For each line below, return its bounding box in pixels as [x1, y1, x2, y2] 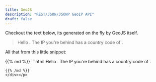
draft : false [5, 16, 32, 21]
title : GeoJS [5, 7, 32, 12]
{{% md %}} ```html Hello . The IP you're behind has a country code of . [5, 59, 152, 65]
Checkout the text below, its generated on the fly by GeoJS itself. [5, 30, 138, 36]
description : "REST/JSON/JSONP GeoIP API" [5, 12, 94, 17]
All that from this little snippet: [5, 49, 67, 55]
